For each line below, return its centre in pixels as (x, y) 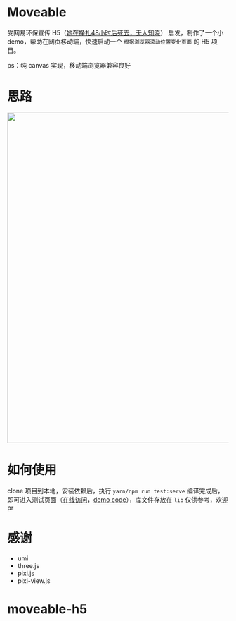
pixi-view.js (34, 580)
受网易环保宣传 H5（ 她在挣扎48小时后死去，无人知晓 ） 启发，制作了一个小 (116, 32)
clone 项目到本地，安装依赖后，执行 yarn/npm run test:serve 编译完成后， (116, 491)
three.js (28, 565)
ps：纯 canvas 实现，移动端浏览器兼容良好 (69, 65)
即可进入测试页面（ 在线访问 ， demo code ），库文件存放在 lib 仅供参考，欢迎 (118, 499)
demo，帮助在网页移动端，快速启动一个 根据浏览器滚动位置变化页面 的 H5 (109, 41)
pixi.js (26, 573)
